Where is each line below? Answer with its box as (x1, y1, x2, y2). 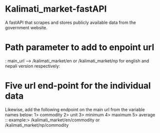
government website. (5, 24, 48, 30)
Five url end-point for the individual (5, 80, 151, 91)
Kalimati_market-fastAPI (5, 3, 107, 15)
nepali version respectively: (5, 63, 60, 69)
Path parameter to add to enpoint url (5, 42, 155, 53)
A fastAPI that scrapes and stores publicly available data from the (5, 19, 136, 25)
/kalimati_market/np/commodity (5, 122, 69, 128)
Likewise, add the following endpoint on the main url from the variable (5, 106, 145, 113)
